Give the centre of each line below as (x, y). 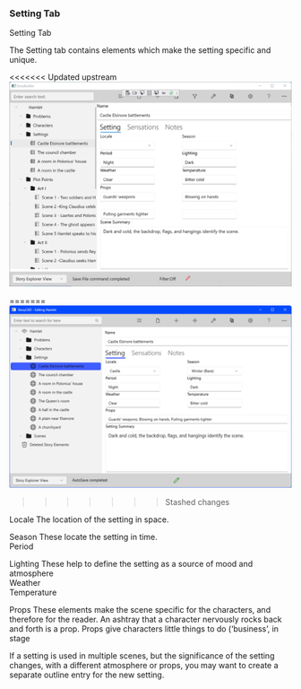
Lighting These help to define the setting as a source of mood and (131, 563)
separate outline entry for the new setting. (87, 675)
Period (21, 546)
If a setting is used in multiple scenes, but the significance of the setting (142, 655)
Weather (25, 582)
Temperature (33, 592)
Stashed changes (198, 501)
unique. (23, 60)
